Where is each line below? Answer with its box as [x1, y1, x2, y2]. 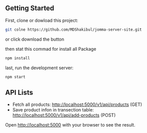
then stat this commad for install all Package [5, 46, 96, 52]
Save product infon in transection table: [12, 107, 94, 113]
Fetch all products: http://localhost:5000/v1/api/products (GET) [12, 101, 142, 107]
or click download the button [5, 36, 64, 42]
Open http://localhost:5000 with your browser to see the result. [5, 122, 135, 128]
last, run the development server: [5, 65, 73, 71]
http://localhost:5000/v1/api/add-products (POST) [12, 112, 116, 118]
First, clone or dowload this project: [5, 17, 78, 23]
